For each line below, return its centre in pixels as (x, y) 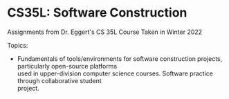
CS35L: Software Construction (97, 13)
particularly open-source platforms (67, 66)
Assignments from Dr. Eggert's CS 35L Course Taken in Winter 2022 (105, 32)
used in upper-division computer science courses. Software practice (115, 73)
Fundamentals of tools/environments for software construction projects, (120, 58)
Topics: (18, 45)
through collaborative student (59, 80)
